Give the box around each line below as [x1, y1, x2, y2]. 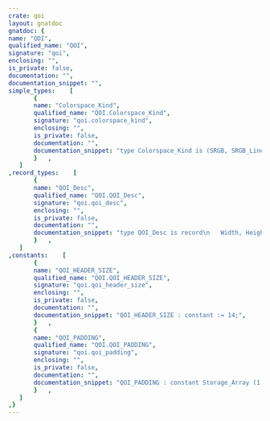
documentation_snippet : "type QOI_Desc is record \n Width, [33, 229, 243, 237]
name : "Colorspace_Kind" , [33, 101, 121, 109]
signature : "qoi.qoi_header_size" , [33, 281, 153, 290]
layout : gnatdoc [8, 19, 63, 27]
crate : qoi [8, 11, 45, 20]
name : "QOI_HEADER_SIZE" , [33, 266, 121, 274]
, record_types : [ [8, 169, 78, 177]
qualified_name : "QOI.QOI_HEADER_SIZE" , [33, 274, 171, 282]
